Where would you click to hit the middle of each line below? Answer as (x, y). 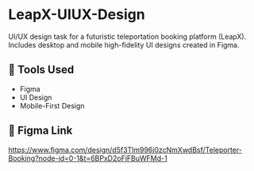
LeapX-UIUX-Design (77, 15)
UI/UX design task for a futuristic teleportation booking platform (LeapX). (127, 36)
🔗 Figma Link (40, 131)
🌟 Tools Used (41, 70)
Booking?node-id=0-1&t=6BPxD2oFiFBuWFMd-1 (88, 158)
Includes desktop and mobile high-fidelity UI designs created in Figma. (124, 44)
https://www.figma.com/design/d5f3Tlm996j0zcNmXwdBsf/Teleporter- (125, 150)
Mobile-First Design (52, 105)
